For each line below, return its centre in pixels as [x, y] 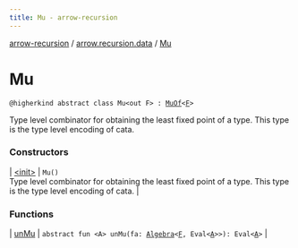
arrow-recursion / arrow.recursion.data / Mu [90, 43]
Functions [31, 214]
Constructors [39, 152]
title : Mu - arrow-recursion [64, 17]
